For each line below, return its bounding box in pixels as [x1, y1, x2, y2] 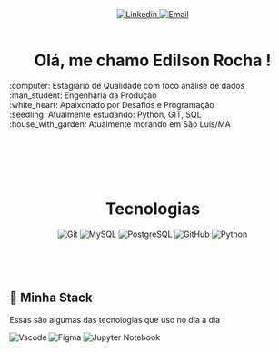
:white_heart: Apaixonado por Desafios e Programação [9, 99, 215, 110]
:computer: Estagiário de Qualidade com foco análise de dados [9, 80, 245, 91]
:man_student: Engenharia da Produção [9, 90, 157, 101]
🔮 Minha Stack [9, 290, 93, 306]
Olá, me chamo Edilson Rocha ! [34, 50, 272, 71]
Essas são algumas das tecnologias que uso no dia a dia [9, 314, 221, 325]
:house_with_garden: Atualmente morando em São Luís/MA [9, 118, 232, 130]
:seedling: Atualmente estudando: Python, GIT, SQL [9, 109, 202, 120]
